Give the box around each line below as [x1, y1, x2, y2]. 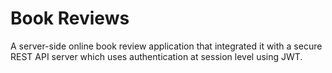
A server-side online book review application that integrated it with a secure [10, 40, 323, 52]
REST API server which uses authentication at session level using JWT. [10, 50, 303, 62]
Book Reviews [10, 7, 130, 30]
